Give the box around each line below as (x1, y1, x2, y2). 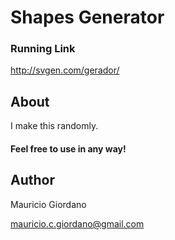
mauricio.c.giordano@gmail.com (10, 217, 145, 230)
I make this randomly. (10, 120, 99, 132)
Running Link (10, 42, 76, 56)
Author (10, 172, 55, 189)
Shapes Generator (10, 6, 165, 29)
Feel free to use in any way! (10, 142, 127, 155)
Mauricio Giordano (10, 198, 87, 210)
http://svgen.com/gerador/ (10, 64, 120, 76)
